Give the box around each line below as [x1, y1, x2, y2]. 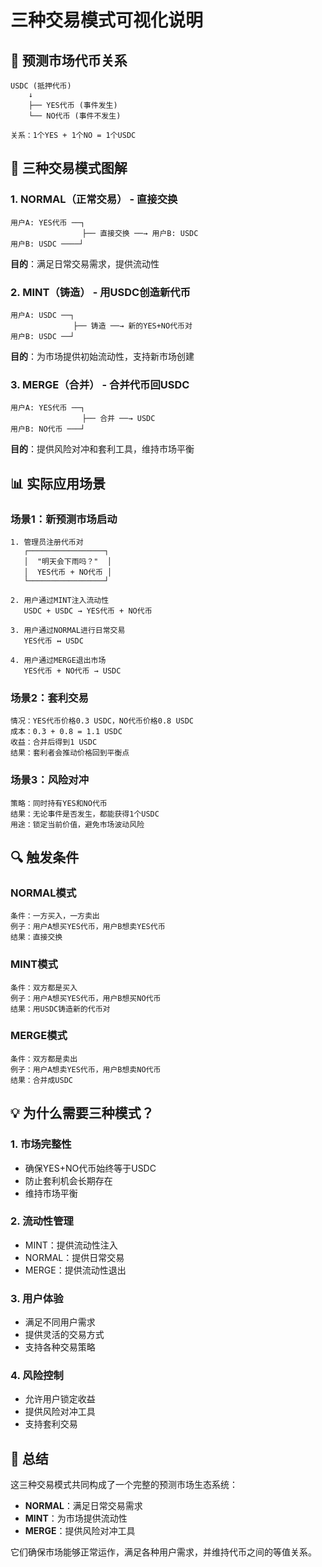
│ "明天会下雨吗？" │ [23, 556, 112, 566]
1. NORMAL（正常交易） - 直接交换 [10, 192, 178, 206]
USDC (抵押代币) [10, 81, 72, 91]
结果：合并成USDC [10, 1075, 73, 1085]
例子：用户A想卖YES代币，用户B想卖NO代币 [10, 1064, 162, 1075]
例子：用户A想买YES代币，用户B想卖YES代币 [10, 922, 166, 932]
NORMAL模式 [10, 886, 77, 900]
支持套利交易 [24, 1418, 78, 1430]
